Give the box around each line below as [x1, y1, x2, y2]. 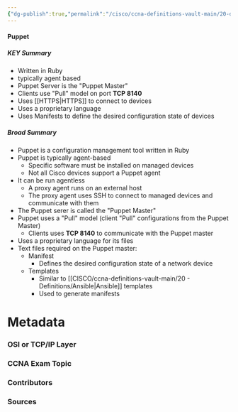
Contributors [7, 378, 53, 388]
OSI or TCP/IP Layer [7, 340, 76, 349]
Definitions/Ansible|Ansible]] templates [38, 282, 153, 291]
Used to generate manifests [38, 289, 120, 298]
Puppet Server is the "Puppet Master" [17, 82, 128, 90]
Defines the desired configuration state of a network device [38, 259, 213, 268]
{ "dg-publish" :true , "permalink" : [7, 10, 106, 18]
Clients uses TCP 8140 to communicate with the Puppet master [28, 229, 214, 238]
